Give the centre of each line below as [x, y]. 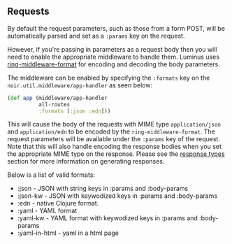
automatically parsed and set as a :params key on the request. [96, 36]
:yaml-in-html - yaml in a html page [68, 233]
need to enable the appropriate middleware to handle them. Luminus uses [114, 57]
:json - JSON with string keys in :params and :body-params [103, 189]
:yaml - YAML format [47, 211]
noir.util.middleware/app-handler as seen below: [80, 85]
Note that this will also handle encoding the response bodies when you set [115, 147]
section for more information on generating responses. [86, 162]
